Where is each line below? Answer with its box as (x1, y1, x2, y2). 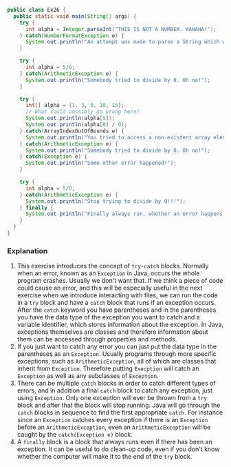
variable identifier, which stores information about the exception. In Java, (16, 321, 224, 329)
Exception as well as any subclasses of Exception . (16, 372, 159, 380)
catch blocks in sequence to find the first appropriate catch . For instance (16, 408, 223, 417)
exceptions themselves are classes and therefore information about (16, 328, 208, 336)
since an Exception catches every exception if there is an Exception (16, 416, 208, 424)
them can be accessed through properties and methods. (16, 335, 177, 344)
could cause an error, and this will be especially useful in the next (16, 284, 203, 292)
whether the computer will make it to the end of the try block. (16, 453, 192, 461)
